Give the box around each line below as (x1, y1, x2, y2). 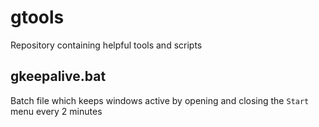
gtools (10, 6, 65, 29)
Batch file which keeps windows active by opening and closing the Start (10, 94, 310, 106)
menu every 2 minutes (10, 105, 103, 117)
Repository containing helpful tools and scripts (10, 39, 203, 51)
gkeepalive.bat (10, 68, 107, 85)
